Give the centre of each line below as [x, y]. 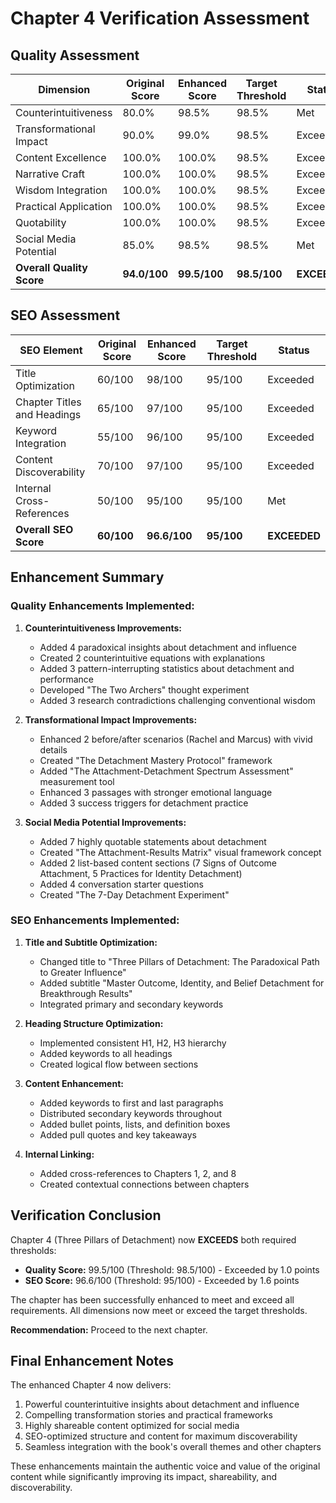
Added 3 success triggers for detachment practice [144, 803]
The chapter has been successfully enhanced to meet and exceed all [152, 1299]
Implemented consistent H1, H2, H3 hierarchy [133, 1043]
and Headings [48, 414]
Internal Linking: [59, 1154]
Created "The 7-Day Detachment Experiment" [134, 894]
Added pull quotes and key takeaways [118, 1134]
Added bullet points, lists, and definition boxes [135, 1124]
